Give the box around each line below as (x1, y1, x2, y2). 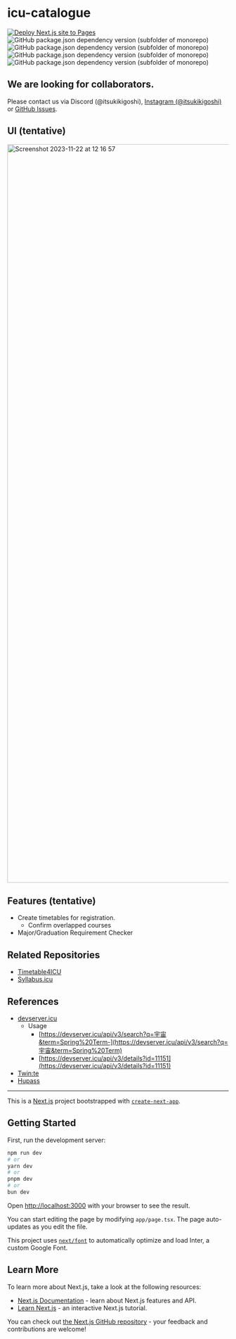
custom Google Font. (7, 1243, 68, 1252)
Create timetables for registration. (17, 914, 116, 922)
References (7, 995, 59, 1007)
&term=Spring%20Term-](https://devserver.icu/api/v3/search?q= (38, 1038, 228, 1046)
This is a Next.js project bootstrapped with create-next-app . (7, 1097, 181, 1105)
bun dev (7, 1189, 30, 1196)
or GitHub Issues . (7, 104, 58, 113)
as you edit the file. (32, 1222, 88, 1231)
